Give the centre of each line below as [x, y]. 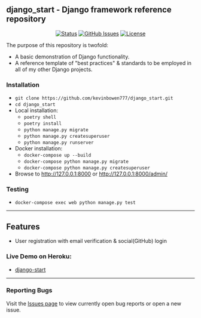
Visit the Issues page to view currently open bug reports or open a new [94, 303]
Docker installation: [39, 149]
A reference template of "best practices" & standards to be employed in [103, 63]
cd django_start [35, 105]
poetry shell [40, 118]
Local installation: [36, 110]
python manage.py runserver [59, 143]
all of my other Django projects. [54, 69]
